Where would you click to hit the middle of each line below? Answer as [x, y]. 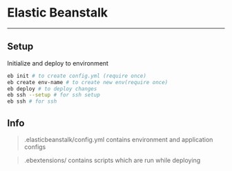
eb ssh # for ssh [32, 101]
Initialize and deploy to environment [58, 63]
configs [35, 147]
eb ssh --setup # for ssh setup [54, 95]
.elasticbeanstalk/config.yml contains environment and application [118, 139]
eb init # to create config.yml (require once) [77, 76]
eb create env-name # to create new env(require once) [88, 82]
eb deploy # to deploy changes [52, 89]
